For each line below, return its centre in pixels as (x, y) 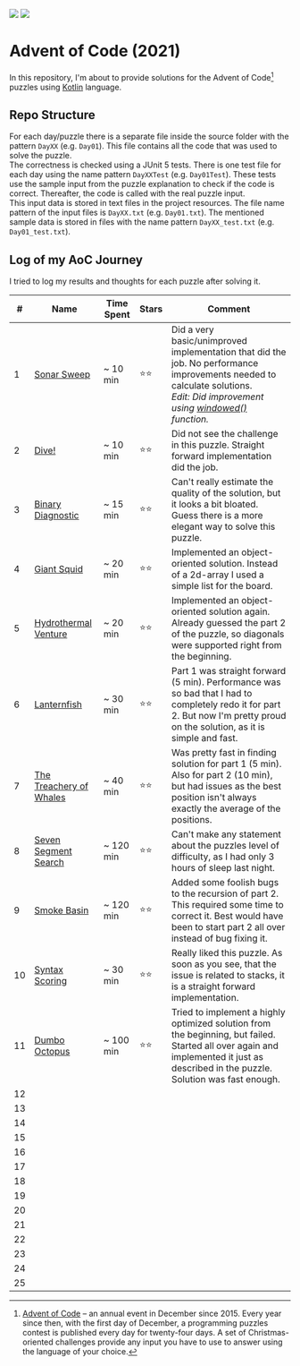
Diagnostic (57, 516)
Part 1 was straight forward (229, 671)
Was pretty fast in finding (224, 753)
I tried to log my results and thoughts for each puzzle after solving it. (135, 281)
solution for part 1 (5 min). (226, 764)
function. (190, 419)
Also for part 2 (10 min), (222, 775)
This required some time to (227, 905)
